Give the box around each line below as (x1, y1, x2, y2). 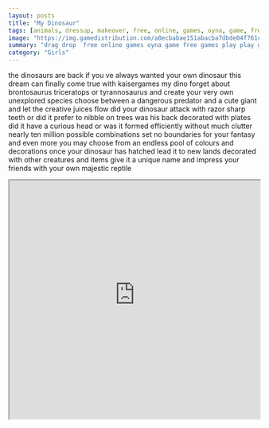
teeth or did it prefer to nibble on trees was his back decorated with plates (8, 113, 251, 122)
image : (8, 33, 30, 42)
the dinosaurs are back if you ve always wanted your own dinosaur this (8, 71, 241, 80)
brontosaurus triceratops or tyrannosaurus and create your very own (8, 88, 234, 96)
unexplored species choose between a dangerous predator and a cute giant (8, 96, 257, 105)
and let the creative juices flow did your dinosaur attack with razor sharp (8, 104, 246, 114)
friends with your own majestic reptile (8, 164, 132, 173)
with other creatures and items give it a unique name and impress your (8, 155, 240, 164)
